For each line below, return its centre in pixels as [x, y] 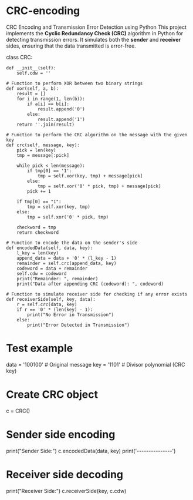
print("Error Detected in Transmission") [79, 325]
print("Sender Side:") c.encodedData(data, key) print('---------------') [91, 451]
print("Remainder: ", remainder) [57, 278]
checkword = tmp [37, 227]
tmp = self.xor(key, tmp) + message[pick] [90, 176]
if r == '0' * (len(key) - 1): [55, 310]
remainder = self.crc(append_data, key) [67, 263]
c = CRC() [18, 411]
